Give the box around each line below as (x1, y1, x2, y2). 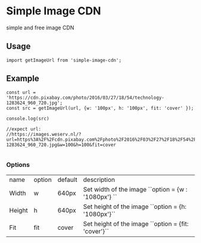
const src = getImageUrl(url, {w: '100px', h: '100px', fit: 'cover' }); (6, 105, 194, 111)
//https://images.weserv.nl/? (6, 131, 82, 137)
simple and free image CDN (6, 24, 75, 31)
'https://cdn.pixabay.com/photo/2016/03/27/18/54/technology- (6, 95, 165, 101)
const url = (6, 89, 36, 95)
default (57, 175, 78, 184)
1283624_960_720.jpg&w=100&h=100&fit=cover (6, 142, 117, 148)
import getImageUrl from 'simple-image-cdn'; (6, 57, 121, 63)
